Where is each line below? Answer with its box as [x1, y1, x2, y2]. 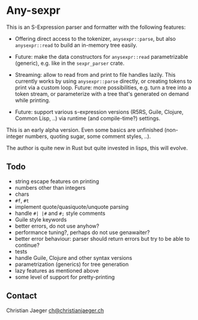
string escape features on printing [14, 178, 99, 185]
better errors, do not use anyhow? [14, 222, 100, 229]
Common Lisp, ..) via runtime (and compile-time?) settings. [14, 115, 161, 122]
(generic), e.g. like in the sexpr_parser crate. [14, 59, 125, 67]
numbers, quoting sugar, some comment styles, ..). [25, 133, 151, 140]
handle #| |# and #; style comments [14, 210, 106, 217]
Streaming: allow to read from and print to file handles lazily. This [14, 71, 176, 78]
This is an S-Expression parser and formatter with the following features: [6, 23, 186, 31]
